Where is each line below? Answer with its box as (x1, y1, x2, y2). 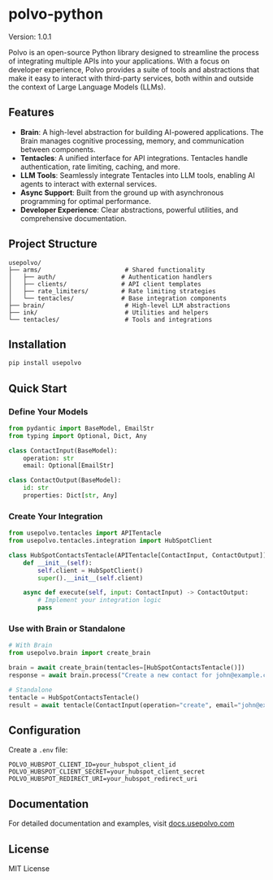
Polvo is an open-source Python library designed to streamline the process (8, 47, 260, 57)
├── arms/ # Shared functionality (8, 266, 206, 274)
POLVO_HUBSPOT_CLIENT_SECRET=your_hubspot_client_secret (8, 768, 206, 776)
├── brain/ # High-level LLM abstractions (8, 301, 231, 310)
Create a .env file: (8, 745, 68, 755)
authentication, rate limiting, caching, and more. (19, 162, 180, 171)
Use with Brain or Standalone (8, 623, 126, 635)
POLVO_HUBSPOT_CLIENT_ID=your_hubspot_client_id (8, 761, 176, 769)
